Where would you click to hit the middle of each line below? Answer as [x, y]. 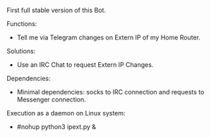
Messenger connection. [51, 99]
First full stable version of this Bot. [56, 10]
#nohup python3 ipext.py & [56, 127]
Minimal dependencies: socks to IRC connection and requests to [110, 92]
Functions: [22, 24]
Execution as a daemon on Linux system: [66, 113]
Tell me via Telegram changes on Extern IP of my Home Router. [109, 37]
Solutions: [21, 51]
